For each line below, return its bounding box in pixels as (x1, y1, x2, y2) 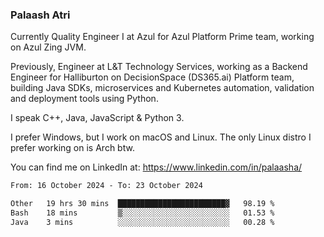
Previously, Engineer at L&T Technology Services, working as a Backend (10, 61, 308, 73)
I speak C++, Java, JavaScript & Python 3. (10, 112, 185, 124)
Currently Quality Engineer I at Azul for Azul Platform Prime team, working (10, 31, 315, 43)
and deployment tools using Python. (10, 93, 159, 105)
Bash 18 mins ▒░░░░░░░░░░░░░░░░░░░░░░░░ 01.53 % (10, 208, 275, 218)
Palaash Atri (10, 8, 71, 22)
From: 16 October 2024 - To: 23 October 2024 (10, 181, 203, 191)
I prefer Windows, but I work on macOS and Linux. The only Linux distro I (10, 131, 312, 143)
